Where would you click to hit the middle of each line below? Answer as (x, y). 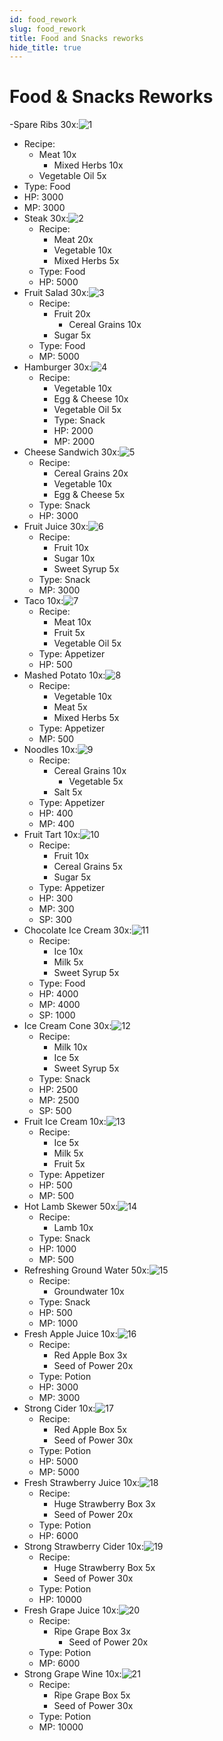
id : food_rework (43, 19)
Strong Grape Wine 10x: (72, 1674)
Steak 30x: (46, 218)
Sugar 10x (74, 558)
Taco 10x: (43, 601)
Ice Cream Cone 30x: (67, 1026)
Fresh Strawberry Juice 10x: (82, 1483)
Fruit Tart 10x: (52, 835)
